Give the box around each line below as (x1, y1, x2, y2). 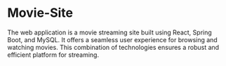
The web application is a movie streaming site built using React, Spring (7, 28, 212, 37)
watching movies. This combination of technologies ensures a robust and (7, 43, 220, 51)
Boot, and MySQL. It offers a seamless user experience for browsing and (7, 35, 218, 44)
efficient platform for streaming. (7, 51, 100, 59)
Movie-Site (7, 5, 74, 21)
